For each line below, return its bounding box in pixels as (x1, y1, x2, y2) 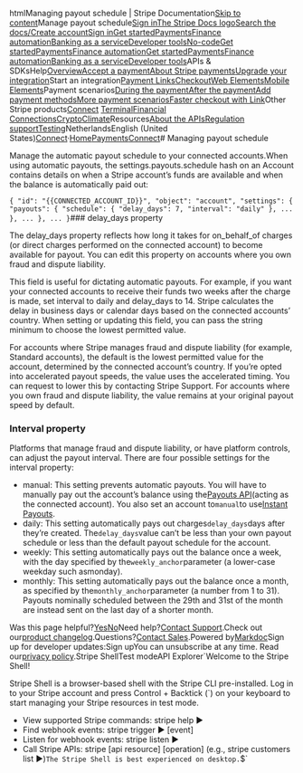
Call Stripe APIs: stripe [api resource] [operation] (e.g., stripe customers (22, 744, 291, 755)
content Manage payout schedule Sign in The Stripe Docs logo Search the (9, 17, 277, 28)
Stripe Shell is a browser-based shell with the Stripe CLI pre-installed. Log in (9, 678, 294, 689)
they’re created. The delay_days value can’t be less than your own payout (22, 528, 292, 539)
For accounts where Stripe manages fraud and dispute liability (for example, (9, 342, 293, 352)
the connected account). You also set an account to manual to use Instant (22, 499, 289, 510)
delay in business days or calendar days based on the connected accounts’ (9, 305, 291, 316)
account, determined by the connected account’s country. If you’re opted (9, 361, 282, 372)
